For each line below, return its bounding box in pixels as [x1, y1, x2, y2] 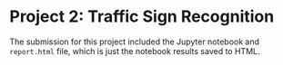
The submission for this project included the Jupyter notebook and [9, 36, 260, 47]
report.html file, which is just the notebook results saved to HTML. [9, 45, 260, 56]
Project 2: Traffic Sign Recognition [9, 6, 275, 27]
